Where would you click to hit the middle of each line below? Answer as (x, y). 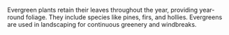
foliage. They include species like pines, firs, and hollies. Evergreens (124, 17)
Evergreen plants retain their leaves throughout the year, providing (103, 10)
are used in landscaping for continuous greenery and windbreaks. (102, 24)
